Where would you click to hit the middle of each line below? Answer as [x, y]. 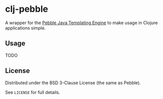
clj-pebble [27, 9]
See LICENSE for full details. [33, 92]
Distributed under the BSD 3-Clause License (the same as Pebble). [73, 83]
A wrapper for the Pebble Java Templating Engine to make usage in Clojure [81, 23]
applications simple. [25, 28]
